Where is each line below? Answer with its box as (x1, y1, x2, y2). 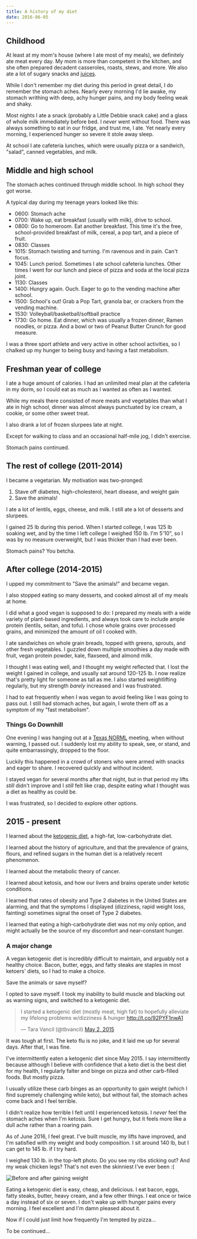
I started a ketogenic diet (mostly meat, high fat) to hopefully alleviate (20, 1008, 189, 1015)
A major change (6, 941, 53, 950)
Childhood (6, 36, 45, 46)
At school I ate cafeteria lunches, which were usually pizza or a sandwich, (6, 142, 185, 149)
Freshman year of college (6, 364, 102, 374)
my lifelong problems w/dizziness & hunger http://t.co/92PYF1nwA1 (20, 1014, 183, 1021)
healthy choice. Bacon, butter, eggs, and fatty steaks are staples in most (6, 961, 181, 968)
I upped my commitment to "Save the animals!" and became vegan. (6, 580, 169, 587)
